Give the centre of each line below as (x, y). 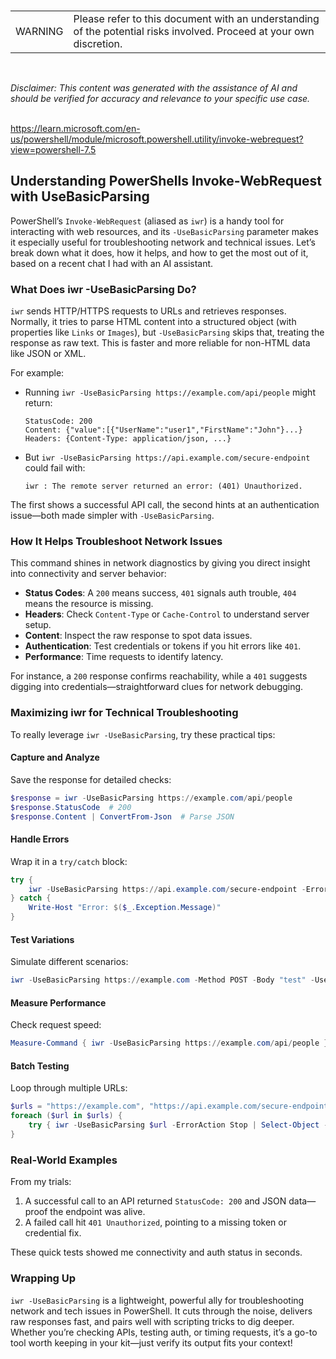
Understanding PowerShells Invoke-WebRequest (166, 181)
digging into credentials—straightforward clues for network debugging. (157, 687)
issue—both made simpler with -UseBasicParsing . (112, 516)
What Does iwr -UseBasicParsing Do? (103, 289)
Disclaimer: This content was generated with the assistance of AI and (154, 88)
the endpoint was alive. (97, 1212)
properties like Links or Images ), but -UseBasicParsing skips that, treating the (167, 332)
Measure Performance (58, 1002)
